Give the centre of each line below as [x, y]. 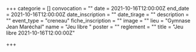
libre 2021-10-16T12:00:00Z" [40, 33]
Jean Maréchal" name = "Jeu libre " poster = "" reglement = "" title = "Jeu [95, 27]
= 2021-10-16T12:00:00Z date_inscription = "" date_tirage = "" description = [97, 14]
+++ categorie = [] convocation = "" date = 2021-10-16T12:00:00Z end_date [98, 8]
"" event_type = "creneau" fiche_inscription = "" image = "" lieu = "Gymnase [98, 21]
